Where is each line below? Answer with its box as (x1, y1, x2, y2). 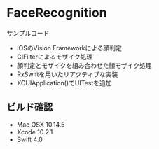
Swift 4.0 (16, 135, 43, 143)
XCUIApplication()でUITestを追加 (16, 78, 112, 87)
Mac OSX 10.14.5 (16, 120, 65, 129)
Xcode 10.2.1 (16, 127, 53, 136)
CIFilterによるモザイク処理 (16, 52, 93, 61)
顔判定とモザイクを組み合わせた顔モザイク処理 (16, 61, 152, 69)
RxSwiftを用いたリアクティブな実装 (16, 70, 118, 78)
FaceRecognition (6, 5, 107, 21)
